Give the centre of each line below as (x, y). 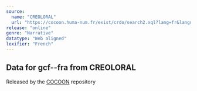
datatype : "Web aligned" (36, 38)
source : (16, 11)
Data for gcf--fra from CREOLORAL (71, 68)
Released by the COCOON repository (51, 82)
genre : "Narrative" (30, 33)
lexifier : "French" (30, 44)
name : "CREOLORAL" (34, 17)
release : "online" (28, 28)
